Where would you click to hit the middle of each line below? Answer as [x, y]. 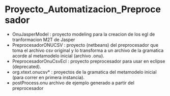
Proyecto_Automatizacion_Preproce [83, 9]
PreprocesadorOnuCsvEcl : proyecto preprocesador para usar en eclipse [89, 61]
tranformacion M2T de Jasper [44, 40]
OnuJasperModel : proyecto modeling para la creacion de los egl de [83, 34]
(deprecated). [26, 67]
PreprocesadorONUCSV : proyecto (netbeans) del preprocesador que [85, 45]
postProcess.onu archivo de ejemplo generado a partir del [73, 83]
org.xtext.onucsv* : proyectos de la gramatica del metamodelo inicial [84, 72]
